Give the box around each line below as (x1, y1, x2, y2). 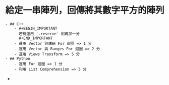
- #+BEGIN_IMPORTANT (14, 26, 58, 31)
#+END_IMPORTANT (18, 36, 53, 41)
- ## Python (5, 56, 30, 61)
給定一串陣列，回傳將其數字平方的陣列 (5, 5, 165, 16)
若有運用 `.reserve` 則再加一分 (18, 31, 80, 36)
